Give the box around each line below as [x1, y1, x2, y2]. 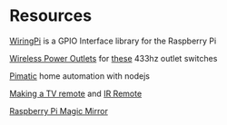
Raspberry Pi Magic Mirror [9, 105, 109, 116]
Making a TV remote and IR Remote [9, 88, 143, 99]
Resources [9, 5, 93, 26]
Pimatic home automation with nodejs [9, 70, 150, 82]
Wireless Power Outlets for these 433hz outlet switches [9, 53, 218, 63]
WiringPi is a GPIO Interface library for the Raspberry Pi [9, 35, 217, 46]
